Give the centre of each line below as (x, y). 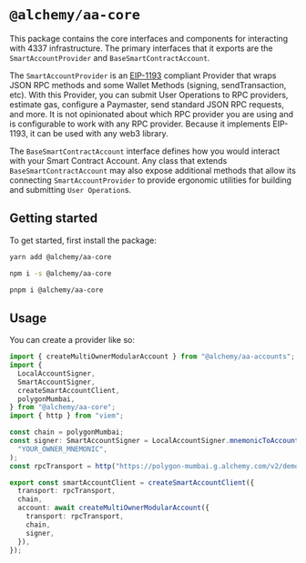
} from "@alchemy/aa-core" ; (63, 407)
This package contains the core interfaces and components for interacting (149, 38)
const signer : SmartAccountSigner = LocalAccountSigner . (120, 441)
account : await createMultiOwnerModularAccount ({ (113, 508)
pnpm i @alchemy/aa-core (56, 290)
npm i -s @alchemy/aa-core (61, 273)
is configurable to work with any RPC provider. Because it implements (140, 124)
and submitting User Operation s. (71, 189)
